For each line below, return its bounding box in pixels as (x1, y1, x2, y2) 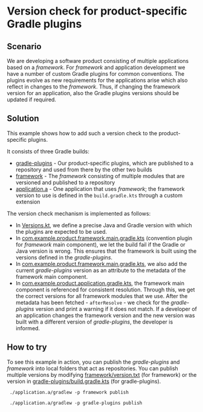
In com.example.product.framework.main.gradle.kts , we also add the (15, 260, 187, 267)
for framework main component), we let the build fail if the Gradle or (15, 241, 186, 248)
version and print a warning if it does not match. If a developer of (35, 305, 197, 313)
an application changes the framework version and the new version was (15, 311, 195, 319)
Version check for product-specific (7, 4, 187, 18)
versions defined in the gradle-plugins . (15, 253, 113, 261)
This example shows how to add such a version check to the (7, 129, 158, 137)
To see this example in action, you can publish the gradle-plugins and (7, 358, 180, 365)
